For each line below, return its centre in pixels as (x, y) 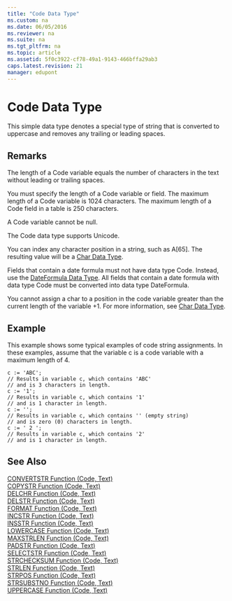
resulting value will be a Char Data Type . (65, 257)
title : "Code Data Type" (43, 14)
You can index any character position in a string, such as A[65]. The (105, 249)
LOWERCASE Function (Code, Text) (58, 530)
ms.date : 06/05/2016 (37, 27)
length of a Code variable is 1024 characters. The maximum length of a (109, 201)
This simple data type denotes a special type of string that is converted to (114, 126)
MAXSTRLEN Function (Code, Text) (58, 538)
